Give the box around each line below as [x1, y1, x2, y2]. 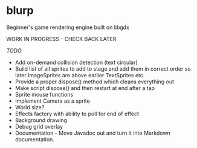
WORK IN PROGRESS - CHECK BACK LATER [6, 35, 117, 42]
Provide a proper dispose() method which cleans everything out [15, 78, 174, 85]
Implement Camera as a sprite [15, 97, 91, 105]
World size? [15, 103, 45, 111]
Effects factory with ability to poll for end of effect [15, 110, 140, 117]
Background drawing [15, 116, 68, 124]
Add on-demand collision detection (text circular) [15, 59, 138, 66]
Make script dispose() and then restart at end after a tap [15, 84, 155, 91]
